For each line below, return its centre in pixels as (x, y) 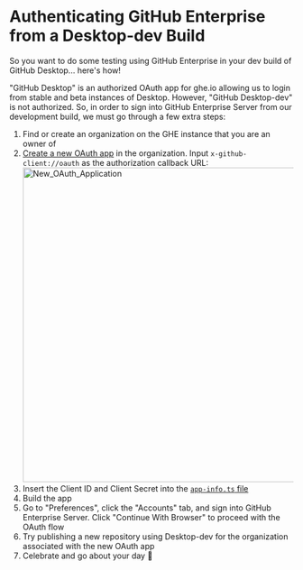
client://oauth (51, 163)
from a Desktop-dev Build (107, 36)
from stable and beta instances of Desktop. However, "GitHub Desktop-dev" (151, 97)
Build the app (47, 498)
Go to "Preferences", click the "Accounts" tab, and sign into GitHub (147, 508)
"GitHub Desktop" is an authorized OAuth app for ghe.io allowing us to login (150, 87)
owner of (39, 143)
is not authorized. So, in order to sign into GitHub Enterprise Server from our (151, 106)
